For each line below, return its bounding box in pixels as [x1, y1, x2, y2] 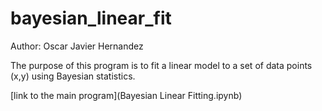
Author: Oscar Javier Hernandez [10, 40, 144, 52]
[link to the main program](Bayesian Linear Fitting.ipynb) [10, 89, 243, 101]
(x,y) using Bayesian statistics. [10, 70, 136, 82]
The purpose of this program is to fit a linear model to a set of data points [10, 59, 313, 71]
